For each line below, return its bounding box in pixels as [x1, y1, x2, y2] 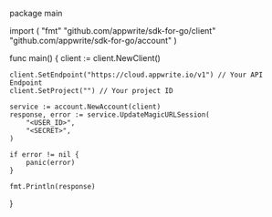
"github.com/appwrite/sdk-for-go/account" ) [9, 36, 178, 46]
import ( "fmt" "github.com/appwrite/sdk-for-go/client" [9, 26, 216, 36]
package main [9, 8, 63, 18]
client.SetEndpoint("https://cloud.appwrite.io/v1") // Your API [9, 70, 263, 79]
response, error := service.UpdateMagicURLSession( [9, 110, 210, 119]
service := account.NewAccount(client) [9, 102, 162, 111]
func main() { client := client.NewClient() [9, 53, 162, 63]
